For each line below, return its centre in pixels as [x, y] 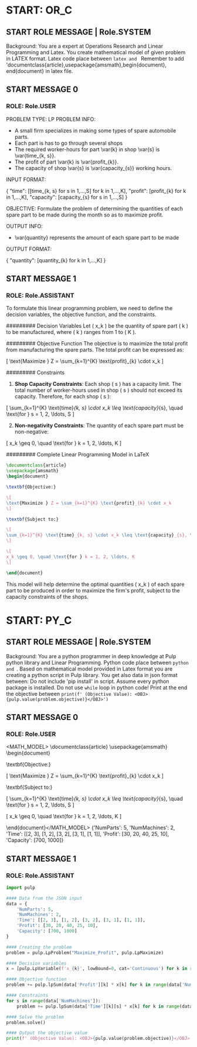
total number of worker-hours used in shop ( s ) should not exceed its [98, 390]
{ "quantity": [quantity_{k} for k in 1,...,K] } [56, 260]
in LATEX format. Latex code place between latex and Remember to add [95, 59]
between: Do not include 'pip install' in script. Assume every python [88, 681]
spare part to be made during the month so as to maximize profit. [85, 215]
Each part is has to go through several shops [69, 143]
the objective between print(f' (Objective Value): [69, 693]
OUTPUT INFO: [24, 226]
